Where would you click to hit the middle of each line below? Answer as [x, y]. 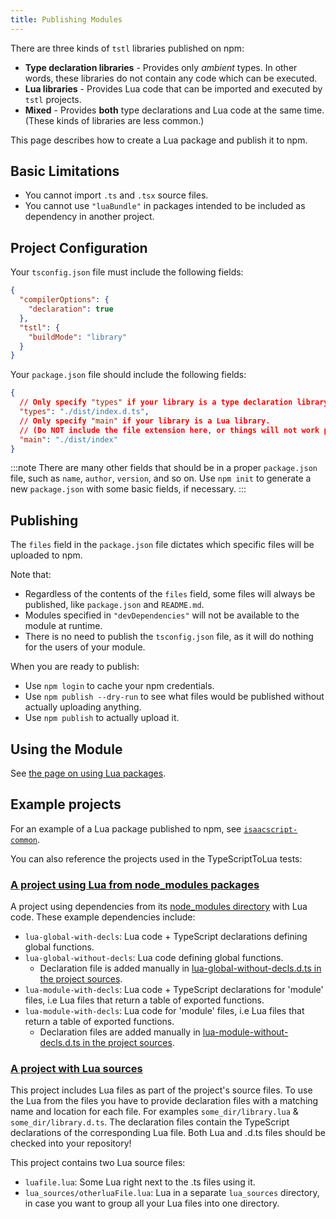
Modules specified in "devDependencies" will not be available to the [162, 615]
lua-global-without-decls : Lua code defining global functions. [154, 958]
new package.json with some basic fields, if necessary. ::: [128, 489]
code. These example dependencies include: [103, 917]
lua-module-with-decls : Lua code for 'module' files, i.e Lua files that [164, 1011]
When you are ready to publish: [75, 667]
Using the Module [66, 749]
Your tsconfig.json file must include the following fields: [127, 272]
